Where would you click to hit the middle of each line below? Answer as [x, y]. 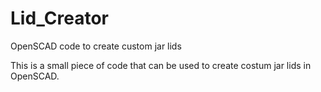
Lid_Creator [59, 18]
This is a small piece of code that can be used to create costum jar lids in [161, 65]
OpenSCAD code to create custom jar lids [96, 46]
